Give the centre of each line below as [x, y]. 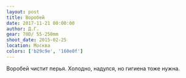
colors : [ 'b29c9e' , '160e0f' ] [45, 51]
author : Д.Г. [23, 29]
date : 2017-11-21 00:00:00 [41, 23]
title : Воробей [26, 18]
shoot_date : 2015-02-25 [37, 40]
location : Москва [28, 46]
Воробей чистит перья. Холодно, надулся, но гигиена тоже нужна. [93, 68]
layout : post [23, 12]
